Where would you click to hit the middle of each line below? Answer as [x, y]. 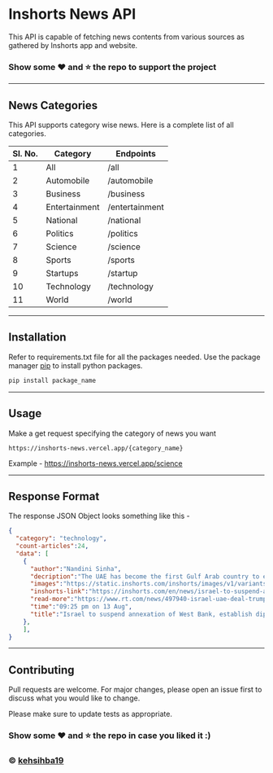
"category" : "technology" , [61, 538]
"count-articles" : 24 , [52, 547]
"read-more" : [52, 600]
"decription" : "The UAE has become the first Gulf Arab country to [145, 576]
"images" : [46, 584]
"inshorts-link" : [59, 591]
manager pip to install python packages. [76, 365]
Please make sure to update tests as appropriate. [91, 714]
